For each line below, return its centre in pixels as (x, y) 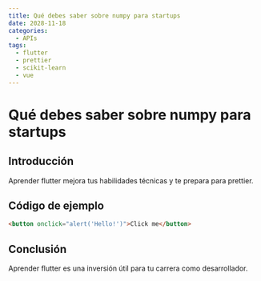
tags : (17, 46)
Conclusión (38, 249)
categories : (28, 30)
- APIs (26, 38)
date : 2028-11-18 (37, 23)
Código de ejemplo (56, 206)
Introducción (41, 161)
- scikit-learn (41, 68)
